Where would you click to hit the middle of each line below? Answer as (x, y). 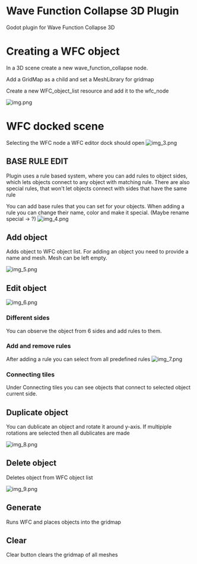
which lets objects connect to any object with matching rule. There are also (98, 182)
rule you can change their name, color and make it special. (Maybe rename (98, 213)
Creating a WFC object (63, 51)
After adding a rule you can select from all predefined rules (78, 359)
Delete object (31, 463)
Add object (27, 238)
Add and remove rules (39, 346)
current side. (22, 394)
